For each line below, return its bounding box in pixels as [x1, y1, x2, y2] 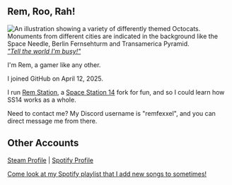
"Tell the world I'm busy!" [7, 47, 81, 55]
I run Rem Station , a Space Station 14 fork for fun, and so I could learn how [7, 88, 225, 96]
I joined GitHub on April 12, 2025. [7, 74, 104, 83]
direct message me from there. [7, 117, 98, 125]
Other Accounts [7, 137, 79, 149]
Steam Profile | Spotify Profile [7, 155, 94, 165]
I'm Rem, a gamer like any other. [7, 60, 101, 69]
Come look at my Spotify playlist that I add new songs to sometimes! [7, 169, 207, 178]
